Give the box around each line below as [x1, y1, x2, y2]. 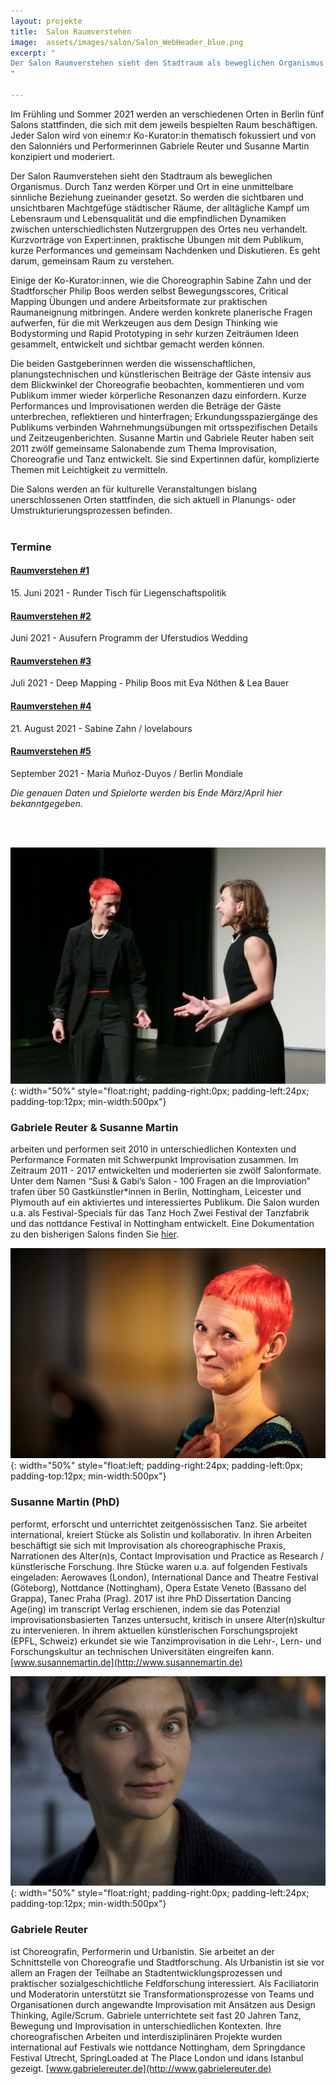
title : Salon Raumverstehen [10, 26, 132, 37]
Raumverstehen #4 [10, 700, 92, 712]
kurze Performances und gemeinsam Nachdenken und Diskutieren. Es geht [10, 244, 321, 256]
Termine [10, 540, 52, 554]
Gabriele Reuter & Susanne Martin [10, 1120, 179, 1134]
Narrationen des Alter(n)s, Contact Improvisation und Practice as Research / [10, 1550, 325, 1562]
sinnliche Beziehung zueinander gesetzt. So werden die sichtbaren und [10, 191, 304, 203]
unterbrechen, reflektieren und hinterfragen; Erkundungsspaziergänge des [10, 410, 318, 422]
